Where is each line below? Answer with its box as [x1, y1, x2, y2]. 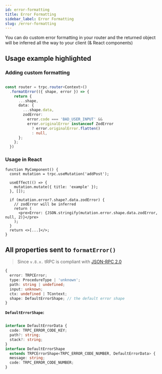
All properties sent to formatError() [5, 245, 116, 254]
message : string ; [9, 356, 45, 361]
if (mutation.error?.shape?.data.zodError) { [9, 197, 105, 203]
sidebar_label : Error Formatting [5, 16, 74, 21]
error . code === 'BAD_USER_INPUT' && [27, 117, 103, 122]
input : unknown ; [9, 286, 43, 292]
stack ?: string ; [9, 337, 43, 342]
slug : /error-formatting [5, 21, 56, 26]
